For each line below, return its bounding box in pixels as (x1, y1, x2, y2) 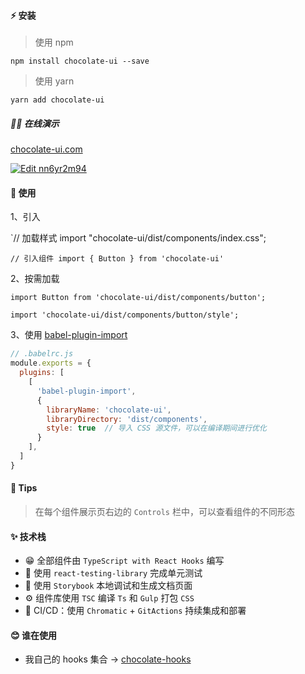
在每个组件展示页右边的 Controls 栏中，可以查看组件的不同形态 (34, 505, 295, 517)
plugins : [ (19, 368, 65, 378)
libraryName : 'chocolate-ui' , (46, 405, 172, 415)
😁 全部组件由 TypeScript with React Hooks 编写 (24, 555, 225, 567)
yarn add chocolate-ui (10, 95, 105, 105)
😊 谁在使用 (10, 629, 57, 641)
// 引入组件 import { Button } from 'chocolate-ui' (10, 254, 225, 264)
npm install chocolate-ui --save (10, 56, 150, 67)
